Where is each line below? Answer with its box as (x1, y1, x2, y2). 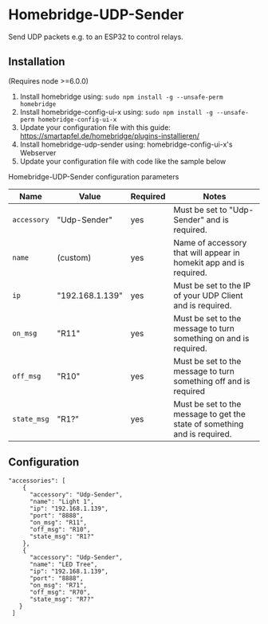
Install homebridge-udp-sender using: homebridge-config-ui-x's (19, 139, 233, 149)
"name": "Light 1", (29, 497, 94, 505)
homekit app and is (173, 257, 245, 268)
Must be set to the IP (173, 280, 251, 291)
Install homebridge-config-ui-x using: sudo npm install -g (19, 107, 214, 116)
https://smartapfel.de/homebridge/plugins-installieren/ (19, 131, 200, 140)
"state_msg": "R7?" (29, 595, 94, 603)
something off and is (173, 375, 250, 387)
